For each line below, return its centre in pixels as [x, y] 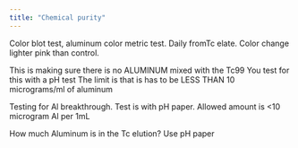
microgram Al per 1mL [50, 116]
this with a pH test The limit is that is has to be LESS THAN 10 [122, 79]
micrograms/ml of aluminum [61, 89]
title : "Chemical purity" [57, 17]
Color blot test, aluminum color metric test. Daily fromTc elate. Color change [149, 43]
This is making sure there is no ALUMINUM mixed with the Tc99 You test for [149, 70]
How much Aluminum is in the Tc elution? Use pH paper [112, 133]
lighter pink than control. [55, 52]
